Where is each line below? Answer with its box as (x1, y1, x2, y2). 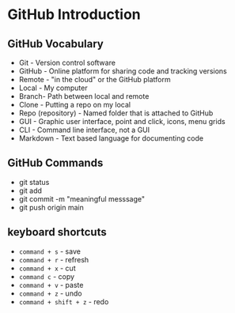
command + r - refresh (18, 255, 89, 264)
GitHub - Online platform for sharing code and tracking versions (18, 66, 227, 76)
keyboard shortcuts (7, 225, 108, 239)
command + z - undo (18, 288, 82, 298)
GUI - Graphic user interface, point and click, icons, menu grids (18, 117, 226, 126)
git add (18, 186, 43, 195)
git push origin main (18, 202, 84, 212)
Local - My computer (18, 83, 88, 92)
